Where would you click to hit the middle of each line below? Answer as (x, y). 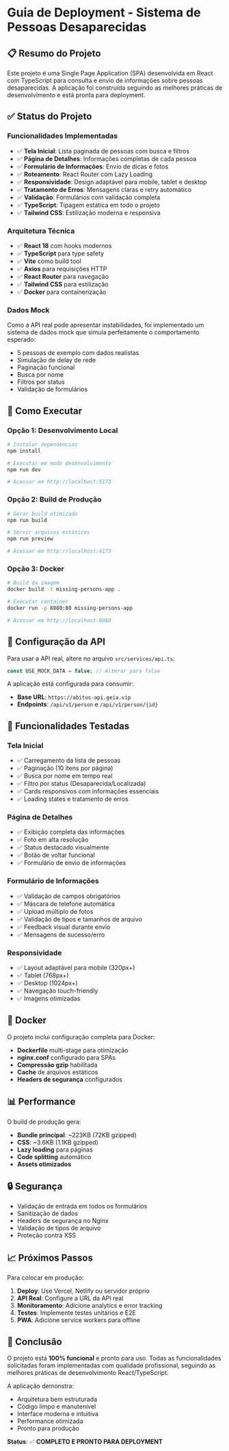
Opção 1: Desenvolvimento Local (63, 430)
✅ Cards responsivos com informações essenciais (88, 791)
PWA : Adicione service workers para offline (79, 1320)
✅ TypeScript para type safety (60, 253)
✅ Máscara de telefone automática (66, 904)
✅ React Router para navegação (63, 276)
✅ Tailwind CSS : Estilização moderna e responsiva (89, 212)
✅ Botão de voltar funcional (56, 855)
